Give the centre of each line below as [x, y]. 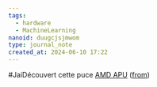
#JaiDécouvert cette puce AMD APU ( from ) [79, 75]
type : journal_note [40, 45]
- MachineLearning [46, 30]
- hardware [33, 23]
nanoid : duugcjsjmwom [44, 38]
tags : [17, 15]
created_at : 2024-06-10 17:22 [58, 52]
